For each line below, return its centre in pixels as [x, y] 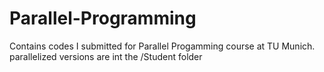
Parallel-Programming [103, 18]
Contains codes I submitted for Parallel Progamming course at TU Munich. [162, 46]
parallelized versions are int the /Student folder [106, 56]
